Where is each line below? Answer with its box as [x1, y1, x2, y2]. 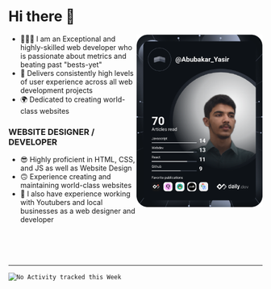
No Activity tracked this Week [16, 274, 122, 282]
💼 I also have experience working [19, 189, 131, 199]
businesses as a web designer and [19, 206, 135, 216]
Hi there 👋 [8, 7, 75, 26]
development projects [19, 85, 93, 95]
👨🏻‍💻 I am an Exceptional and [19, 34, 116, 44]
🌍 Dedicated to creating [19, 94, 102, 104]
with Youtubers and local [19, 198, 103, 207]
